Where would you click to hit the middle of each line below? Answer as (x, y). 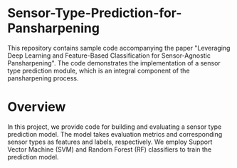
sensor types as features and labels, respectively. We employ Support (110, 142)
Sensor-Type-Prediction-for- (95, 13)
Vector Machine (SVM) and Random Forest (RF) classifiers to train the (110, 149)
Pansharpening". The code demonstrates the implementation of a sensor (114, 63)
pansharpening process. (43, 78)
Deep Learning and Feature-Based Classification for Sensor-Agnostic (109, 56)
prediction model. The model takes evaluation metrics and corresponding (115, 134)
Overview (37, 107)
